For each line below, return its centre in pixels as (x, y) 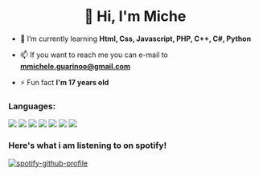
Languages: (32, 106)
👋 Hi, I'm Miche (135, 16)
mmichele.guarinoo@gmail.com (75, 66)
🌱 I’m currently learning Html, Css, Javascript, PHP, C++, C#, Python (136, 39)
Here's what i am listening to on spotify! (88, 145)
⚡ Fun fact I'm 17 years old (64, 82)
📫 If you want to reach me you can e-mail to (94, 55)
